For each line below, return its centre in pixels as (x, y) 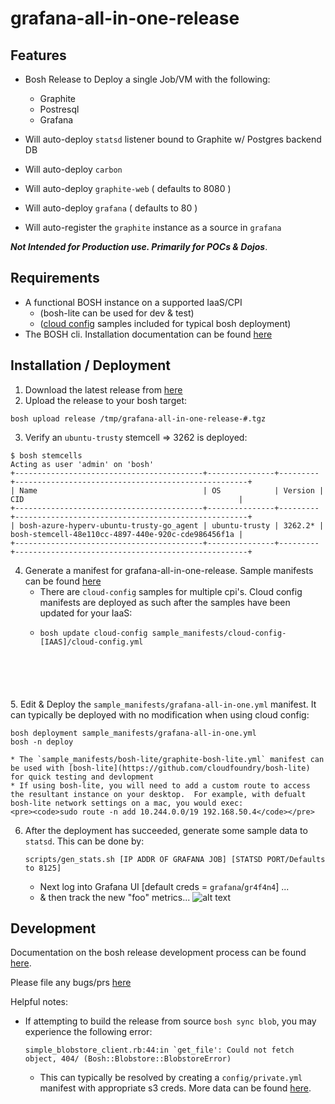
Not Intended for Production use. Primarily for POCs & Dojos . (139, 246)
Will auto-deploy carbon (73, 169)
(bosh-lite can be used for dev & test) (117, 313)
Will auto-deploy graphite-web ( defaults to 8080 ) (128, 188)
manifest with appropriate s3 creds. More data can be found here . (175, 1088)
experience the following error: (88, 1032)
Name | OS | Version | (172, 490)
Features (38, 55)
